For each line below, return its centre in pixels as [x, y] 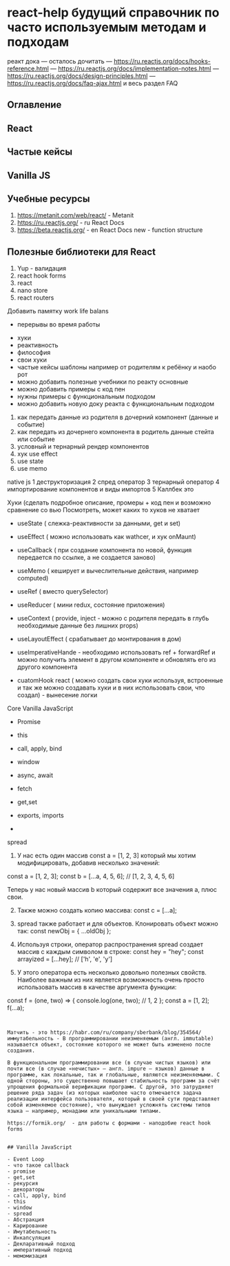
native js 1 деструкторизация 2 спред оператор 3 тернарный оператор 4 [113, 482]
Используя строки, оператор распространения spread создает [110, 944]
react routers [35, 298]
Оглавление [34, 105]
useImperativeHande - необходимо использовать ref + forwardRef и [116, 652]
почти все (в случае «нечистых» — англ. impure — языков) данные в [106, 1069]
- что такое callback [38, 1166]
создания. [21, 1051]
